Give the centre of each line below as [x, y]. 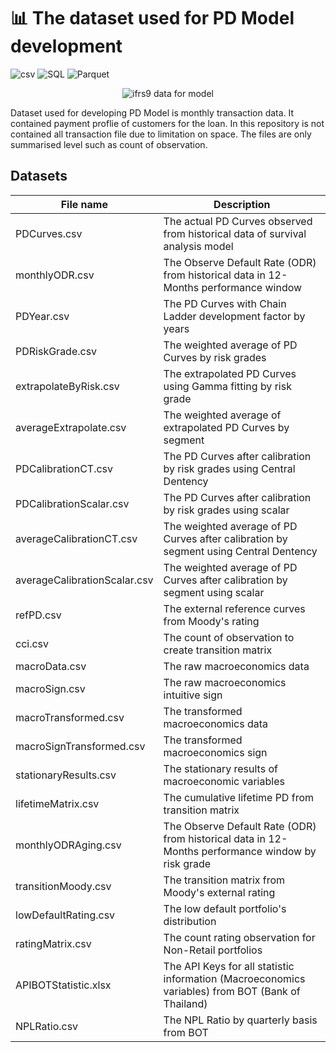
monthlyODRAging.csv [68, 845]
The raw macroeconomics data [236, 666]
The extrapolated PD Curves [230, 373]
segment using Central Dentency [240, 551]
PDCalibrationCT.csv [64, 468]
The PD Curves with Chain [225, 303]
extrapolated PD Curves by [226, 427]
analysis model [198, 246]
